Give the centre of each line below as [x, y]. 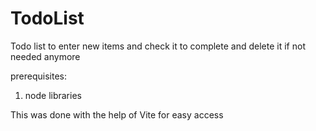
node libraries [53, 95]
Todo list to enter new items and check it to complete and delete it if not [158, 46]
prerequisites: [39, 76]
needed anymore [45, 56]
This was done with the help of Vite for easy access [117, 114]
